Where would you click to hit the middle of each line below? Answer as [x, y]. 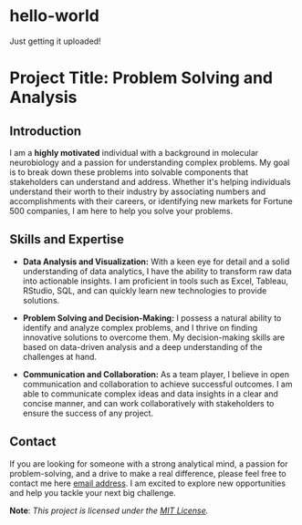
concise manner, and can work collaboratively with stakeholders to [148, 403]
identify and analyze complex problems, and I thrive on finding [140, 327]
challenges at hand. [60, 356]
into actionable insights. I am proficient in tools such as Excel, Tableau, [156, 281]
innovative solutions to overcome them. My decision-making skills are [154, 337]
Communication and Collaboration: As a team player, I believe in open [156, 374]
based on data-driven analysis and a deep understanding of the [142, 346]
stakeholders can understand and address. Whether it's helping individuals [150, 181]
